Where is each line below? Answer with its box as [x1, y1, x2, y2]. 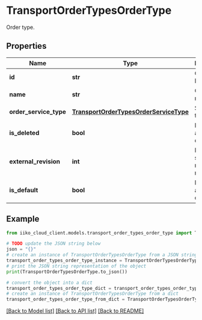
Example [6, 214, 40, 224]
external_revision [9, 157, 60, 166]
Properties [6, 41, 47, 51]
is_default [9, 186, 38, 194]
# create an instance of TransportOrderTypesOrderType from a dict [6, 290, 179, 297]
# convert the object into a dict [6, 280, 93, 286]
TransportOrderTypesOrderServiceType [72, 107, 189, 116]
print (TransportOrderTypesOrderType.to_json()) [6, 269, 128, 275]
